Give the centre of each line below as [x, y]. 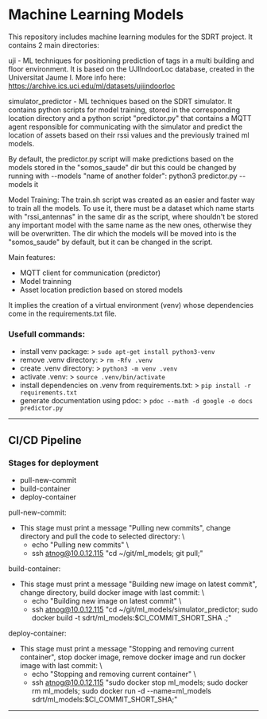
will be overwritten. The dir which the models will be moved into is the [122, 233]
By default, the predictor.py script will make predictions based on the [121, 159]
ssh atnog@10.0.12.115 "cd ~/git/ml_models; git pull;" [118, 553]
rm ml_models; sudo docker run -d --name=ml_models [122, 690]
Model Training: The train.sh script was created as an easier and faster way [132, 200]
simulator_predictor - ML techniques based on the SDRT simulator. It [120, 101]
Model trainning [45, 281]
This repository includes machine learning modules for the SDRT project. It [130, 37]
